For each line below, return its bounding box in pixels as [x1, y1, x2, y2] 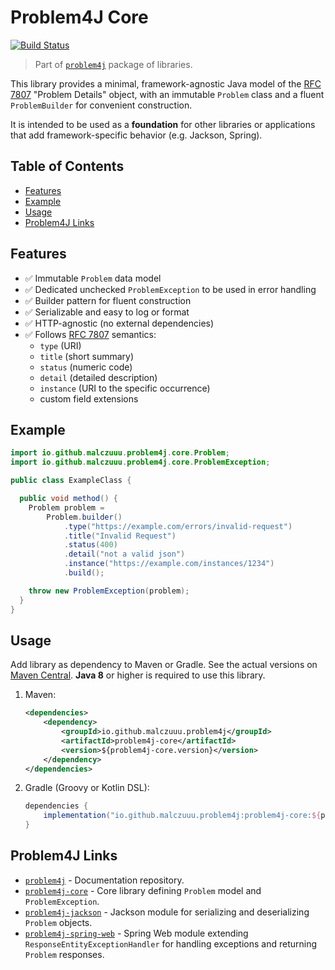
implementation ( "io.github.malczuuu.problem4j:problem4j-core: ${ [43, 811, 322, 821]
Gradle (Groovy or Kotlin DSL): [24, 782, 150, 794]
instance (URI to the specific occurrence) [39, 382, 211, 394]
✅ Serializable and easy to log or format [24, 306, 190, 318]
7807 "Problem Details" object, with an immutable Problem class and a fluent [10, 88, 325, 100]
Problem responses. [24, 948, 105, 960]
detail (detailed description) [39, 371, 158, 383]
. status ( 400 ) [63, 540, 118, 550]
